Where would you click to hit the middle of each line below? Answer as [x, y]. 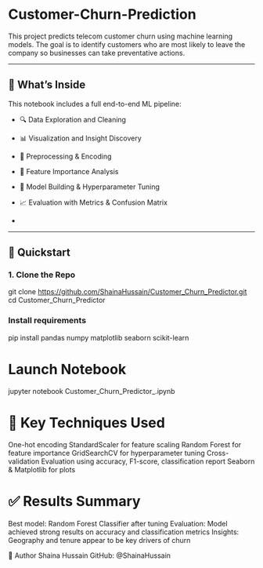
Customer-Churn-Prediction [103, 15]
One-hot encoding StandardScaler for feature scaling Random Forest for [125, 444]
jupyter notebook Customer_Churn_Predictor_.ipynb [92, 391]
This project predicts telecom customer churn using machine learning [121, 36]
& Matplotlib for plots [42, 469]
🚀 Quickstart [39, 253]
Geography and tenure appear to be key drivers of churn [99, 540]
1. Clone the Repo [42, 275]
